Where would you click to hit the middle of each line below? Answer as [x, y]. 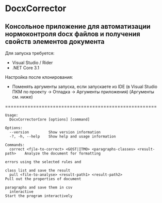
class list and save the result [38, 170]
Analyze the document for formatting [63, 153]
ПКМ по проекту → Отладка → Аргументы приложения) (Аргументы [83, 92]
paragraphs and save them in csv [39, 187]
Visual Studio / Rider [32, 63]
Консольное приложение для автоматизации [78, 26]
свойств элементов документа [55, 42]
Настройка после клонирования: [39, 77]
